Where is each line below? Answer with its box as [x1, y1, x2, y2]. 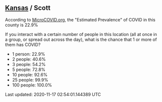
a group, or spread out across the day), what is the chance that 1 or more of [5, 36, 157, 42]
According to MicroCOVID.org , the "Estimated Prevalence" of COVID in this [5, 17, 156, 22]
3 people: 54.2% [12, 61, 46, 67]
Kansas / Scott [5, 4, 51, 12]
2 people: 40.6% [12, 56, 46, 62]
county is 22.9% [5, 22, 38, 28]
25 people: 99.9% [12, 77, 49, 83]
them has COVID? [5, 41, 40, 48]
